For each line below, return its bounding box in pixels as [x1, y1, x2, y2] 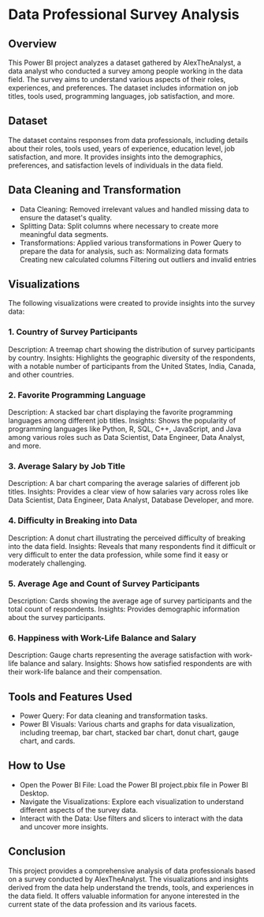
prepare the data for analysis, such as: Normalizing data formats [19, 246, 229, 256]
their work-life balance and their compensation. [8, 667, 162, 677]
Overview [8, 37, 58, 51]
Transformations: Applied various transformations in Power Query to [19, 238, 242, 247]
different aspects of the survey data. [19, 805, 138, 814]
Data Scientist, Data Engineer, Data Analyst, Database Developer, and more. [8, 495, 255, 505]
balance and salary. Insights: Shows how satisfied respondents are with [19, 659, 252, 668]
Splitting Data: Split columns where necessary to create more [19, 221, 219, 231]
